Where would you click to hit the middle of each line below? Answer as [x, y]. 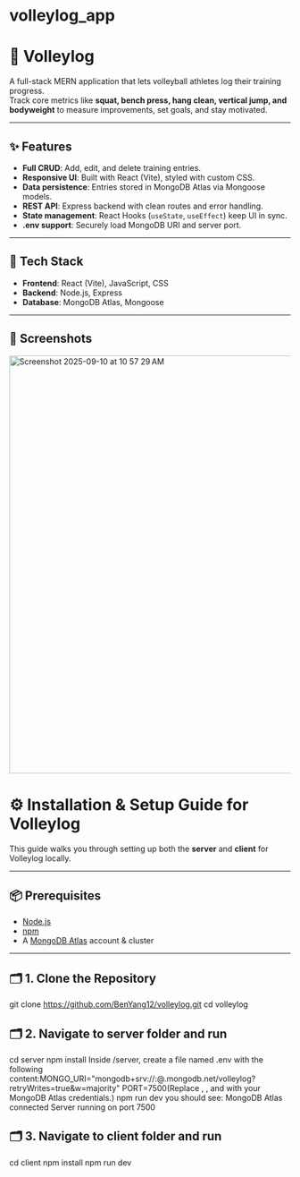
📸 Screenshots [51, 339]
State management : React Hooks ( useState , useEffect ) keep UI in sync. [154, 215]
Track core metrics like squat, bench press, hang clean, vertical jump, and [148, 100]
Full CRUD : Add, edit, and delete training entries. [111, 167]
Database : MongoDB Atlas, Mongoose [93, 302]
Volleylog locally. [40, 858]
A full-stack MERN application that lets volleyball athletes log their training [145, 81]
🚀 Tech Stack [46, 262]
